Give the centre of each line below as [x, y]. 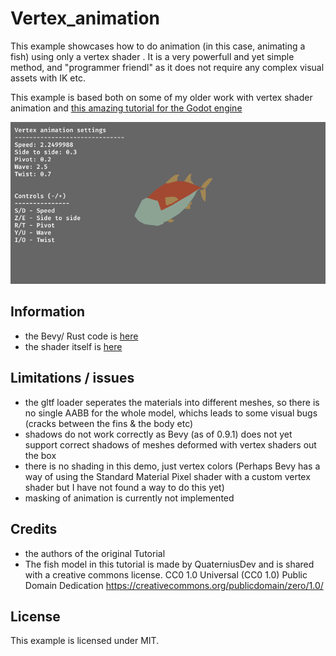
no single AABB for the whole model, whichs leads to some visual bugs [171, 413]
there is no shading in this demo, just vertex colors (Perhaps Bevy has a [172, 466]
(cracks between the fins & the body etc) [109, 423]
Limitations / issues [72, 378]
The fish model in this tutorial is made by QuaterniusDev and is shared [169, 564]
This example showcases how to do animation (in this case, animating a [158, 46]
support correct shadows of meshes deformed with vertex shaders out [170, 444]
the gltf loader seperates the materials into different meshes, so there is [172, 402]
